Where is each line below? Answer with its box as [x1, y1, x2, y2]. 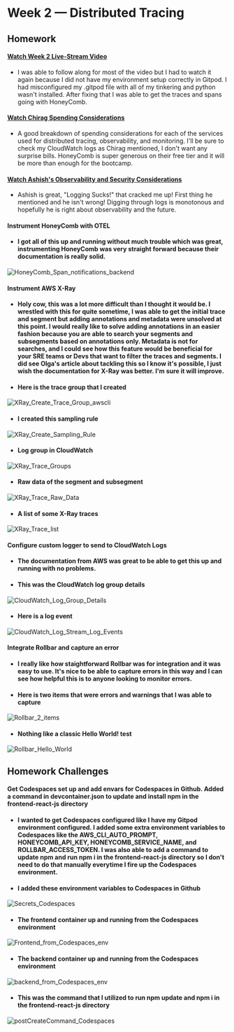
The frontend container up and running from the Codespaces [17, 915, 199, 923]
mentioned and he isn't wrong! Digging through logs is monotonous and [17, 198, 225, 207]
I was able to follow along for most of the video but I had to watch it [17, 68, 212, 76]
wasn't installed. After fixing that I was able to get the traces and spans [17, 90, 222, 99]
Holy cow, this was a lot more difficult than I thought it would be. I [17, 300, 211, 309]
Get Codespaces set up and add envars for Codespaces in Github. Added [7, 785, 224, 793]
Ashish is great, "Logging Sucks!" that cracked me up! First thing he [17, 190, 213, 199]
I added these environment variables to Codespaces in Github [17, 884, 201, 892]
